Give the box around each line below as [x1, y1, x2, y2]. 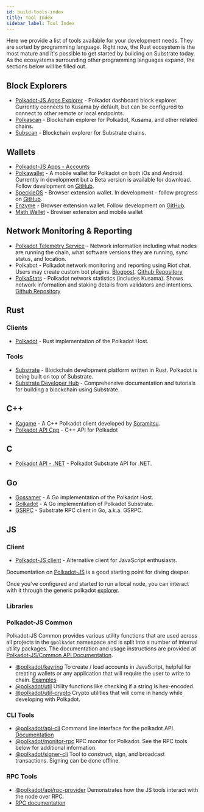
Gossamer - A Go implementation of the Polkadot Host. [15, 494, 154, 501]
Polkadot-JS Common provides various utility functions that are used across [6, 632, 198, 639]
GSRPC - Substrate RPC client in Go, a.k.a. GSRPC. [15, 507, 143, 514]
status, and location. [15, 255, 67, 262]
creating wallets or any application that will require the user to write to [15, 670, 191, 677]
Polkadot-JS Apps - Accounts [15, 163, 90, 170]
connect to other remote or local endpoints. [15, 110, 125, 117]
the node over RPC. [15, 792, 65, 800]
